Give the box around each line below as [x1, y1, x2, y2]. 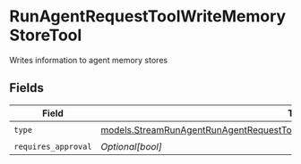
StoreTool [9, 25, 82, 45]
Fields [9, 80, 45, 95]
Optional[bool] [100, 140, 163, 152]
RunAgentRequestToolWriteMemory [9, 6, 287, 27]
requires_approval [13, 141, 92, 152]
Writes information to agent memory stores [9, 54, 168, 65]
